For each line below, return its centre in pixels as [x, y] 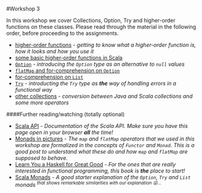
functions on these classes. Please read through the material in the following [101, 27]
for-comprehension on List [49, 77]
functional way [33, 90]
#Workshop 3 [23, 9]
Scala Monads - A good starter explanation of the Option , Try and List [103, 177]
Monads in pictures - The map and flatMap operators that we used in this [105, 139]
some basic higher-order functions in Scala [68, 58]
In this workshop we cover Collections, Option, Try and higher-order [91, 20]
